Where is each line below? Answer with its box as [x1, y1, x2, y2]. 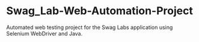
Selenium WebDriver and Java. [6, 30, 83, 37]
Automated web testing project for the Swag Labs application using [6, 24, 173, 31]
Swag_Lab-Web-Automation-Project [6, 4, 194, 18]
